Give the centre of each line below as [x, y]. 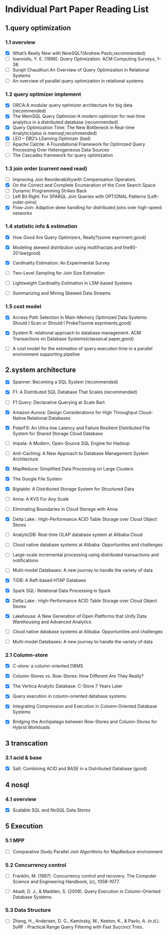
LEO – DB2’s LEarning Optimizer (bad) [52, 138]
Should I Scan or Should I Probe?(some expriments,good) [72, 323]
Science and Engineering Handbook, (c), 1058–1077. [66, 882]
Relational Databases [49, 418]
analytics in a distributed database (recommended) [65, 122]
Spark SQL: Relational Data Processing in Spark [62, 590]
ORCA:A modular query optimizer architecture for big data [72, 105]
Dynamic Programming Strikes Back [50, 191]
